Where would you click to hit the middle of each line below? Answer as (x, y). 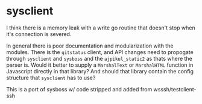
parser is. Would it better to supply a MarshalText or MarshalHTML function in (100, 65)
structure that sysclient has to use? (51, 78)
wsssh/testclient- (175, 89)
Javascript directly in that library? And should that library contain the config (100, 71)
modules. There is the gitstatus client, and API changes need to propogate (100, 52)
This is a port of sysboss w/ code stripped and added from (79, 89)
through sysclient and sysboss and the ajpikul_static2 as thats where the (99, 58)
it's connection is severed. (39, 34)
